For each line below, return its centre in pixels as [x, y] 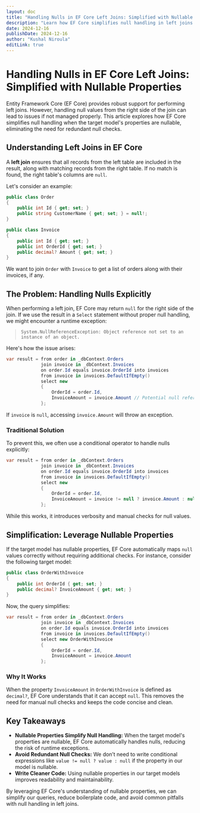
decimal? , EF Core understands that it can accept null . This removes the [95, 696]
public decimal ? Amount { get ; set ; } [65, 252]
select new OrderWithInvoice [77, 639]
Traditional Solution [35, 430]
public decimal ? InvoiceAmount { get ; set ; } [74, 589]
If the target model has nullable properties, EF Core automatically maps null [99, 549]
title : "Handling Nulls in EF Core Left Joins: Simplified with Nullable [100, 17]
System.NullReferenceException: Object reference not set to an [102, 332]
